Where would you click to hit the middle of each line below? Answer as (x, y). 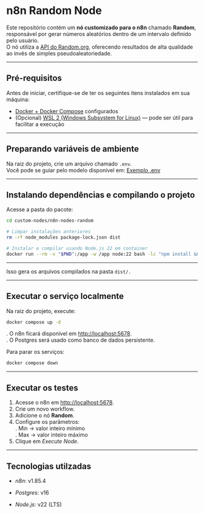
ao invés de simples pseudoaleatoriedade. (59, 53)
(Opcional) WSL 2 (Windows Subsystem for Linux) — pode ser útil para (104, 118)
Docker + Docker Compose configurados (66, 111)
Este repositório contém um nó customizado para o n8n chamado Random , (101, 27)
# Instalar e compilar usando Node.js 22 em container (77, 248)
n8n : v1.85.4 (30, 481)
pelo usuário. (23, 40)
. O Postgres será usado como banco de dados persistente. (81, 340)
